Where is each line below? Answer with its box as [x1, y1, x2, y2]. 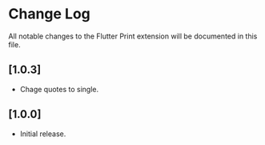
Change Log [8, 5, 90, 23]
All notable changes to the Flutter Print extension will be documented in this [8, 31, 258, 41]
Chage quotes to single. [19, 84, 99, 94]
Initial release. [19, 129, 66, 139]
